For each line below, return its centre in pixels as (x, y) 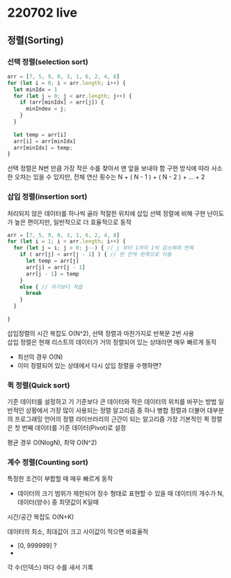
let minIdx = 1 (35, 89)
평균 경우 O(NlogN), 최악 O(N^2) (52, 442)
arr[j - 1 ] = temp (52, 274)
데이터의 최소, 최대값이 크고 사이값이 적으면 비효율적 (78, 532)
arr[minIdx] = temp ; (43, 147)
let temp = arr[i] (40, 135)
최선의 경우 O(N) (40, 357)
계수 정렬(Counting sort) (48, 463)
